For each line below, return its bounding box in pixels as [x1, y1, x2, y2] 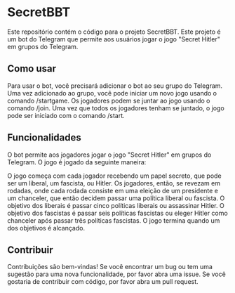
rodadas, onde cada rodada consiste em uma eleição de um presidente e [7, 186, 219, 195]
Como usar [7, 63, 57, 74]
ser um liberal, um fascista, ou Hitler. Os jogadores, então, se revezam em [7, 178, 221, 187]
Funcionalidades [7, 131, 82, 144]
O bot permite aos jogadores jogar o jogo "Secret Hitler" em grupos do [7, 150, 212, 159]
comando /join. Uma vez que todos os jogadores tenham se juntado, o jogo [7, 103, 224, 112]
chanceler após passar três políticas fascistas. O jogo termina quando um [7, 216, 220, 225]
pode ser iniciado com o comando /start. [7, 111, 125, 119]
